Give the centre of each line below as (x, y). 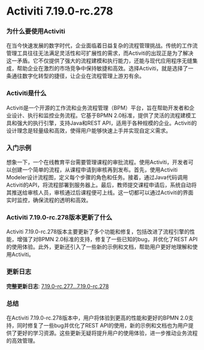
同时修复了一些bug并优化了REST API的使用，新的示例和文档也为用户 (103, 325)
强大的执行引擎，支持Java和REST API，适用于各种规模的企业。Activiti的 (107, 123)
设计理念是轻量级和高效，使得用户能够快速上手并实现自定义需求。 (89, 130)
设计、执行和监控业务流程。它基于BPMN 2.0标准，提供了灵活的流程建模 (101, 115)
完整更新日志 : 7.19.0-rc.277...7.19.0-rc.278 (58, 286)
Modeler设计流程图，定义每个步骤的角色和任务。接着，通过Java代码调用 (97, 177)
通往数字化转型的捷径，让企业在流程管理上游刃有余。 (78, 76)
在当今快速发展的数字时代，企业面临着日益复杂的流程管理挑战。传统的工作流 (102, 46)
